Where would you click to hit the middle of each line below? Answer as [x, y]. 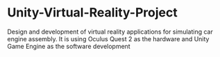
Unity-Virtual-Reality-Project [93, 13]
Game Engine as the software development [69, 46]
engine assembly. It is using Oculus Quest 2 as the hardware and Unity [108, 38]
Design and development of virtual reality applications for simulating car [110, 32]
